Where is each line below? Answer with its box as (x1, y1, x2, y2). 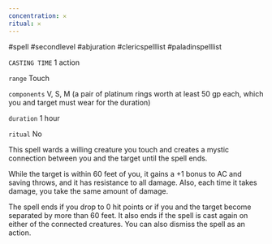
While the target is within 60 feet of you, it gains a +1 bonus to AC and (8, 169, 242, 178)
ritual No (8, 129, 42, 139)
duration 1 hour (8, 113, 61, 122)
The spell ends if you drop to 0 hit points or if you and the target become (8, 202, 252, 212)
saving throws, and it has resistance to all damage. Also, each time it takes (8, 178, 257, 187)
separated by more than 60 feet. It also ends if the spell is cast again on (8, 210, 248, 220)
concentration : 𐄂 (8, 11, 67, 20)
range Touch (8, 73, 50, 83)
